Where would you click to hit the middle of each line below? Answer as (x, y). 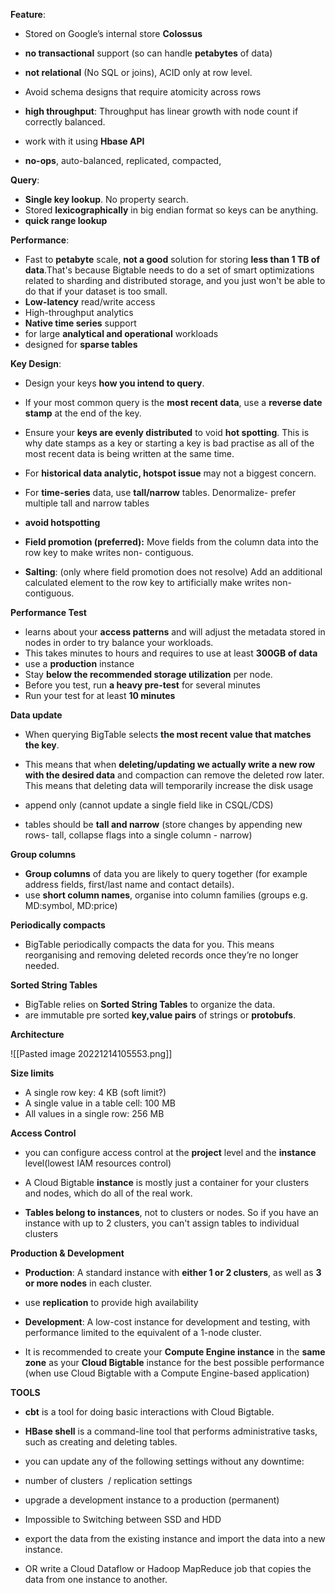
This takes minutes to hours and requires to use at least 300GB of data (171, 653)
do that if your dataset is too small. (96, 291)
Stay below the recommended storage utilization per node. (148, 674)
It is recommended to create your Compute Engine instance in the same (175, 1352)
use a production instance (79, 663)
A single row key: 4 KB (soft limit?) (95, 1092)
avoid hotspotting (62, 522)
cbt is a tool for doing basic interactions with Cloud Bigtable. (149, 1412)
